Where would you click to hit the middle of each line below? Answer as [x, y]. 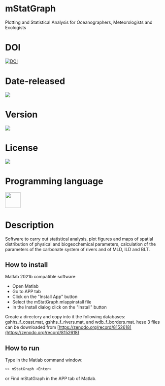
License [22, 148]
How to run [22, 348]
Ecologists [16, 27]
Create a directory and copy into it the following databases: [65, 317]
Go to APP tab [26, 292]
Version [21, 115]
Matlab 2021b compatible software [40, 277]
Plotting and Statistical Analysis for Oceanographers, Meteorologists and [79, 22]
